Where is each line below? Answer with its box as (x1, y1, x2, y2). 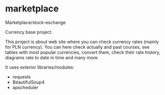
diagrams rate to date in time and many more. (5, 54, 99, 60)
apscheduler (12, 84, 38, 90)
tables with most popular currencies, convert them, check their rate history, (5, 49, 161, 55)
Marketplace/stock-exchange (5, 19, 66, 25)
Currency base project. (5, 29, 53, 35)
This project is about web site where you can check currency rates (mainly (5, 38, 159, 45)
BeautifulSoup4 (12, 79, 45, 85)
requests (12, 74, 31, 80)
